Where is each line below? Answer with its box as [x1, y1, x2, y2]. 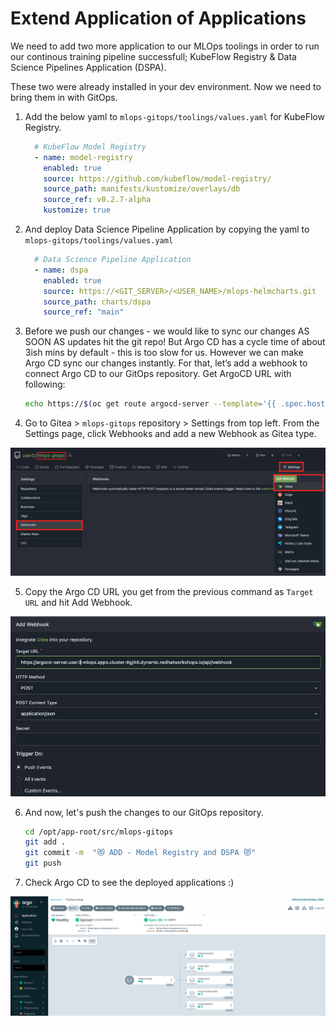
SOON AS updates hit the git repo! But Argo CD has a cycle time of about [24, 336, 326, 348]
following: [24, 378, 66, 391]
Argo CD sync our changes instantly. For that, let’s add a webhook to [24, 357, 308, 369]
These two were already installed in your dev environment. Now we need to [10, 80, 322, 92]
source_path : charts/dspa [43, 297, 152, 307]
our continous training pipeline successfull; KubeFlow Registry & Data [10, 50, 297, 62]
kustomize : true [43, 205, 111, 216]
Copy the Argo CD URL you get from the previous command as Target [24, 585, 314, 597]
